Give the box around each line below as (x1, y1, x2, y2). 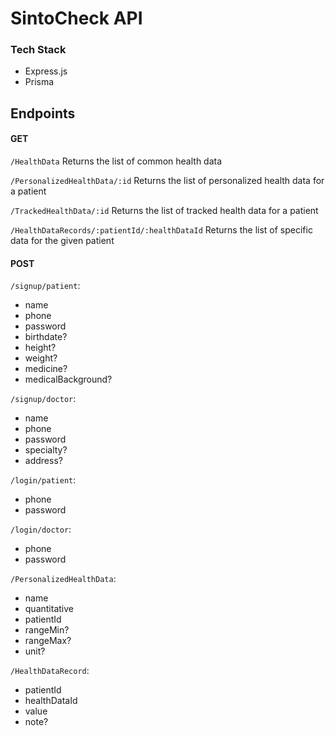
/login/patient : (10, 474, 77, 486)
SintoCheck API (10, 7, 143, 30)
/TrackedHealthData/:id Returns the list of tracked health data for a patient (10, 205, 319, 217)
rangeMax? (24, 635, 72, 647)
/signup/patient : (10, 280, 81, 292)
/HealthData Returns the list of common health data (10, 155, 223, 167)
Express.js (24, 65, 68, 77)
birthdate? (24, 331, 68, 343)
